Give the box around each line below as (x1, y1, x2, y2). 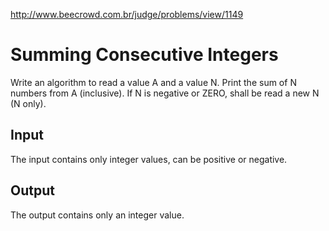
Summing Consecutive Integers (10, 44, 279, 66)
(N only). (10, 97, 47, 109)
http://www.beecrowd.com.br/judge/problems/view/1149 (10, 9, 244, 20)
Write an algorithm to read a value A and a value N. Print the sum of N (10, 76, 297, 88)
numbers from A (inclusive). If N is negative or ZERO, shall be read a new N (10, 87, 320, 99)
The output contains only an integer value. (10, 209, 185, 221)
